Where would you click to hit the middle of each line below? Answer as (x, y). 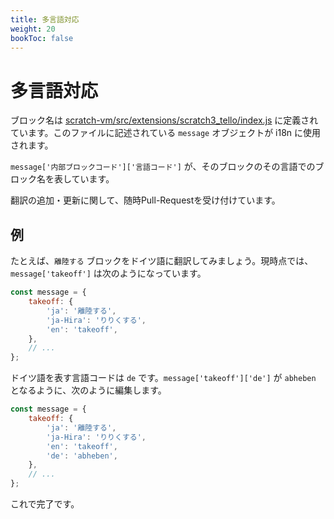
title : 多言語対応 (45, 19)
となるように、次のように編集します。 (88, 390)
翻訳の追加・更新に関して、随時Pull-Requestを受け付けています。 (145, 200)
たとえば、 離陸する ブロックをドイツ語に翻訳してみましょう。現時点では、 (162, 261)
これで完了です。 (45, 504)
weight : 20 (33, 29)
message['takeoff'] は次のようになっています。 (108, 273)
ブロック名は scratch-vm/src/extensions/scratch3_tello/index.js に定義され (164, 120)
